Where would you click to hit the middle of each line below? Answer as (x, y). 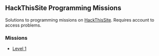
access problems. (23, 25)
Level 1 (19, 49)
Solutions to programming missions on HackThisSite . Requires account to (80, 20)
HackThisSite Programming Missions (63, 8)
